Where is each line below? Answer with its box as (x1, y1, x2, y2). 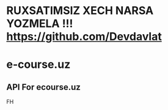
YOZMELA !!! (6, 16, 73, 31)
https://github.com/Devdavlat (6, 30, 162, 43)
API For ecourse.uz (6, 82, 81, 92)
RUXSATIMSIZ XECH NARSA (6, 4, 154, 18)
